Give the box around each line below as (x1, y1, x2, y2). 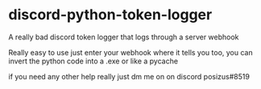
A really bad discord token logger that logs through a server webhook (8, 32, 239, 42)
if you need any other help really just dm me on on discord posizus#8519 (8, 71, 250, 81)
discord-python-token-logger (8, 6, 213, 24)
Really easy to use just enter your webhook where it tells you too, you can (8, 47, 253, 57)
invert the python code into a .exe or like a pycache (8, 56, 179, 66)
